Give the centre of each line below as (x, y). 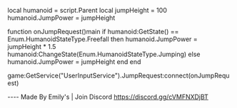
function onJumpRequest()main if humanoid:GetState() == (93, 32)
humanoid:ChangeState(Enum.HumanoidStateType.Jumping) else (104, 54)
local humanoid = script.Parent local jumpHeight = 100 (87, 10)
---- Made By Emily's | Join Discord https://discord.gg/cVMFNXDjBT (108, 97)
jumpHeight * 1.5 (32, 47)
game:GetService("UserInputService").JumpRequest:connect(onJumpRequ (118, 75)
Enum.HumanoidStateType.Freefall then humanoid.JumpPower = (102, 39)
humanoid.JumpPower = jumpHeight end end (74, 62)
